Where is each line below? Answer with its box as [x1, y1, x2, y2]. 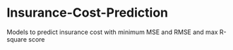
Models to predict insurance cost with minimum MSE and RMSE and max [6, 28, 218, 36]
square [6, 35, 28, 43]
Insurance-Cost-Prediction [6, 5, 169, 21]
